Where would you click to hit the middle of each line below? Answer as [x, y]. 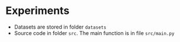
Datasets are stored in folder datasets [60, 27]
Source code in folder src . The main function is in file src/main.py [94, 33]
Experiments [38, 11]
